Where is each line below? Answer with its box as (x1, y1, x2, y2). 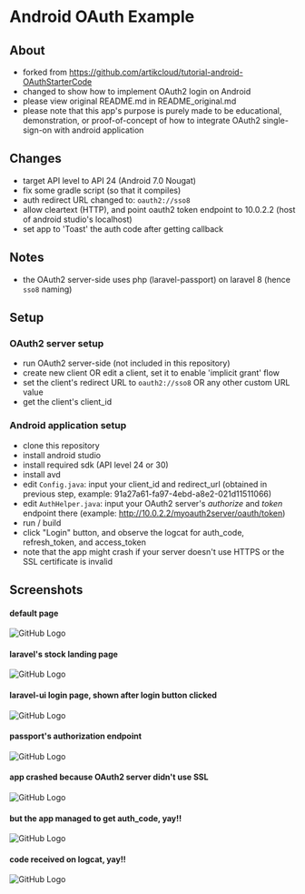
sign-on (22, 125, 53, 136)
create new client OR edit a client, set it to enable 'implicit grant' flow (22, 367, 280, 378)
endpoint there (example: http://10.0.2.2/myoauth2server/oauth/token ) (22, 507, 286, 518)
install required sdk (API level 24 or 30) (22, 459, 170, 470)
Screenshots (9, 582, 84, 598)
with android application (54, 125, 144, 136)
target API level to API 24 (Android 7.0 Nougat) (22, 175, 197, 186)
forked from (22, 66, 68, 77)
